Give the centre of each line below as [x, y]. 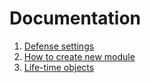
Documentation [75, 18]
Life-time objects [59, 67]
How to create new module [79, 56]
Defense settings [59, 46]
